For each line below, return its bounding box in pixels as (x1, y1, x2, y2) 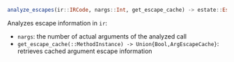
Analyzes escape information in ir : (7, 19, 108, 27)
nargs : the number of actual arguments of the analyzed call (17, 32, 187, 41)
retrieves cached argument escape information (17, 47, 153, 55)
